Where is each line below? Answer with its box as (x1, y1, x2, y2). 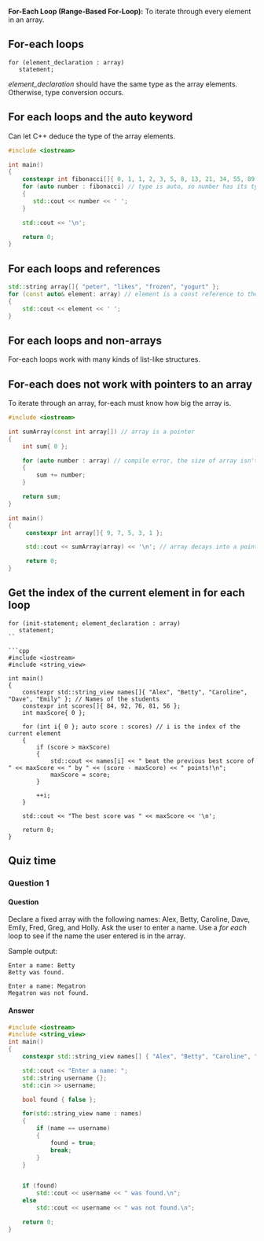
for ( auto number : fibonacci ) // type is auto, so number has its (22, 182, 247, 191)
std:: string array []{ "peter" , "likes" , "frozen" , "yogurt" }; (8, 283, 220, 291)
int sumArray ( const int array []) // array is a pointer (8, 428, 195, 436)
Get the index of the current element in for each (8, 586, 245, 600)
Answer (8, 1006, 35, 1015)
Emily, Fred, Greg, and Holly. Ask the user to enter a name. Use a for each (8, 923, 247, 933)
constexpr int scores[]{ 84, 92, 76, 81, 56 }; (22, 702, 181, 710)
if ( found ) (22, 1182, 58, 1190)
